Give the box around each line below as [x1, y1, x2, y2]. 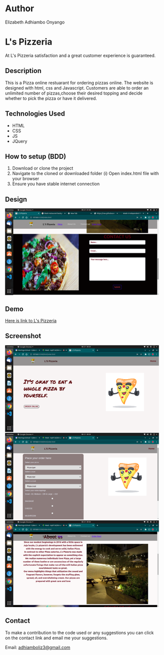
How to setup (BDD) [5, 152, 66, 161]
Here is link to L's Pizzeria [5, 317, 57, 323]
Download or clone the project [12, 165, 73, 171]
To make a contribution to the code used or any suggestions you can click [5, 630, 154, 635]
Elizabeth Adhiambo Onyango [5, 19, 65, 25]
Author [5, 3, 34, 14]
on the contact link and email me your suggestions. [5, 635, 108, 641]
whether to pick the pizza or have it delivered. [5, 95, 97, 101]
